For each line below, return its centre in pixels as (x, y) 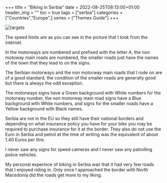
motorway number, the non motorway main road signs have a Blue (73, 98)
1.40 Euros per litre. (25, 140)
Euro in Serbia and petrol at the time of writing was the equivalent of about (82, 134)
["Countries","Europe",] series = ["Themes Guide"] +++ (62, 18)
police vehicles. (21, 155)
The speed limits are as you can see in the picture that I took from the (77, 37)
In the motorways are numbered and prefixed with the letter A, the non (78, 52)
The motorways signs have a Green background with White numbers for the (83, 93)
